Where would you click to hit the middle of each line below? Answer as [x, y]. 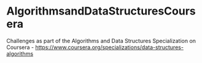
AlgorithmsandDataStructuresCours [101, 11]
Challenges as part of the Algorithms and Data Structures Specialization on [101, 41]
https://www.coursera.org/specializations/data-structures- [110, 47]
